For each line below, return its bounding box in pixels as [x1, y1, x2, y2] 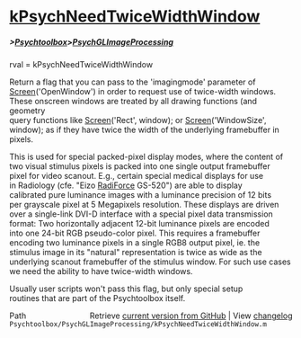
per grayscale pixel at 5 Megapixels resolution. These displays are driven [9, 200, 279, 210]
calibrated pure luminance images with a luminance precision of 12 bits [9, 190, 272, 200]
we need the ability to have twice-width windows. [9, 266, 193, 277]
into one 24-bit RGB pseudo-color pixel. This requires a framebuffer [9, 227, 261, 239]
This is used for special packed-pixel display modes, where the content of [9, 151, 284, 163]
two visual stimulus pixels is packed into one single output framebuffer [9, 161, 271, 172]
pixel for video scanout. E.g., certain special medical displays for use [9, 171, 263, 182]
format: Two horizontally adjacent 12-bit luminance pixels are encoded [9, 218, 270, 229]
